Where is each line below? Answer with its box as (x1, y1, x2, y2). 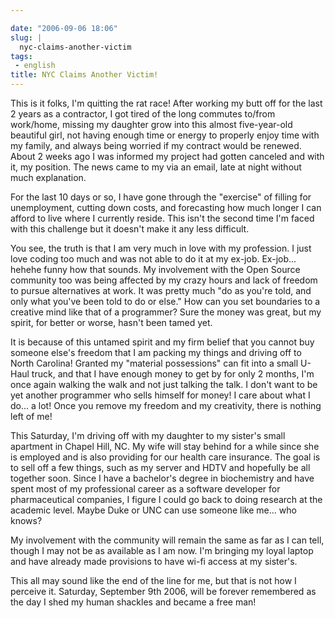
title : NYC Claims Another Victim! (10, 70, 159, 80)
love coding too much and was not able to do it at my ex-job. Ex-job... (10, 253, 297, 265)
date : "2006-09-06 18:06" (10, 23, 118, 33)
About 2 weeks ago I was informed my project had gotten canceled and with (10, 151, 325, 162)
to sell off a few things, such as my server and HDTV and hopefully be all (10, 462, 311, 473)
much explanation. (10, 172, 87, 183)
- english (14, 61, 56, 71)
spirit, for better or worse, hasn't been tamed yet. (10, 317, 213, 328)
